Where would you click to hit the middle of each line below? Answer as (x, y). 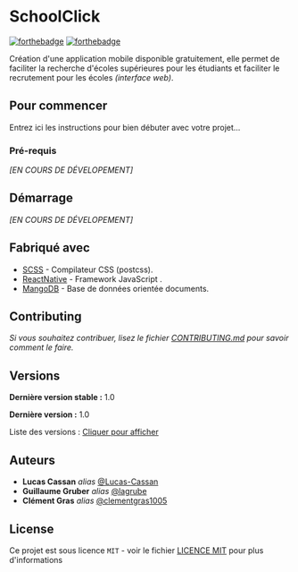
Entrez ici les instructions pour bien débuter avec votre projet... (125, 127)
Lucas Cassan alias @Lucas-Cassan (90, 482)
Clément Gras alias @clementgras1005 (95, 501)
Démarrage (41, 198)
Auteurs (33, 460)
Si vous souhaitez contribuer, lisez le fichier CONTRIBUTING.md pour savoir (149, 338)
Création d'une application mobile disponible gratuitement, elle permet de (145, 58)
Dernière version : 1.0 (50, 414)
